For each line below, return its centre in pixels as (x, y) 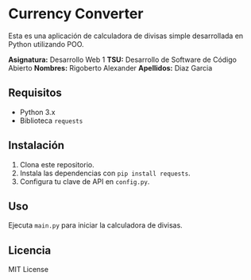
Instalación (37, 146)
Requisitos (35, 93)
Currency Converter (76, 14)
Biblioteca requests (51, 121)
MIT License (29, 270)
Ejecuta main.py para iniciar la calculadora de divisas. (95, 225)
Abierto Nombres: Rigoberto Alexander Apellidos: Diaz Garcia (110, 67)
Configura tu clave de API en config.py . (85, 181)
